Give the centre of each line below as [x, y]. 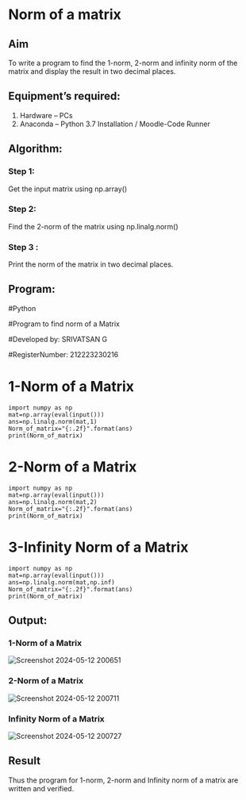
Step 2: [23, 210]
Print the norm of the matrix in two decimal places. [91, 264]
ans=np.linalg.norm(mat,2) [53, 502]
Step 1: [21, 171]
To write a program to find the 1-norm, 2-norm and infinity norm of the [123, 63]
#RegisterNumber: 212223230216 [63, 354]
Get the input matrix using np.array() [68, 189]
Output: [28, 621]
